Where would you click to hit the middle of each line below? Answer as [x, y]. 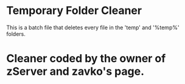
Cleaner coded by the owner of [86, 59]
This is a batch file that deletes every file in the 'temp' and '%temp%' [93, 27]
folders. [16, 33]
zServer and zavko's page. [75, 72]
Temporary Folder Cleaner [74, 11]
